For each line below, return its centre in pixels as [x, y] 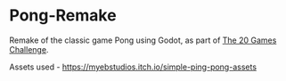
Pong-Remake [63, 16]
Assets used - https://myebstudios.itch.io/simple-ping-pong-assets [133, 67]
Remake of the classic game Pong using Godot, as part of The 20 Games [143, 40]
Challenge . [29, 49]
